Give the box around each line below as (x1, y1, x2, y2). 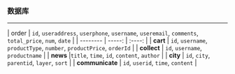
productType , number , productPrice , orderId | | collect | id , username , (7, 44, 203, 52)
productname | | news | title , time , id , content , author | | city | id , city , (7, 51, 211, 60)
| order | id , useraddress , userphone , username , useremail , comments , (7, 29, 199, 38)
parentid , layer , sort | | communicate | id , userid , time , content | (7, 59, 197, 67)
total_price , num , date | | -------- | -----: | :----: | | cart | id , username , (7, 36, 208, 45)
